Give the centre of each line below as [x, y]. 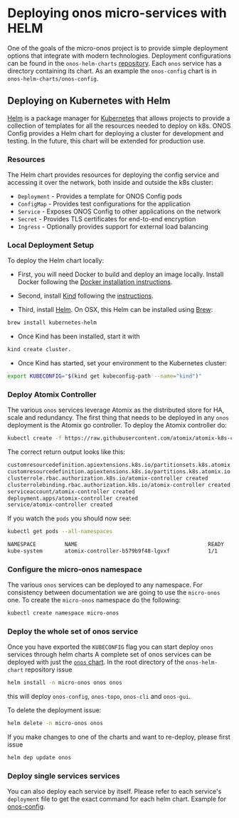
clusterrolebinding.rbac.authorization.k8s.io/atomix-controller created [119, 485]
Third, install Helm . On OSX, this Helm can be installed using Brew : [115, 310]
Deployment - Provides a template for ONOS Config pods [100, 196]
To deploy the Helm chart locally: [56, 261]
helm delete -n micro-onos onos [55, 723]
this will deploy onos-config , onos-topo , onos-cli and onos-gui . [99, 697]
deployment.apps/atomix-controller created [73, 498]
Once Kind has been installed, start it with [79, 336]
